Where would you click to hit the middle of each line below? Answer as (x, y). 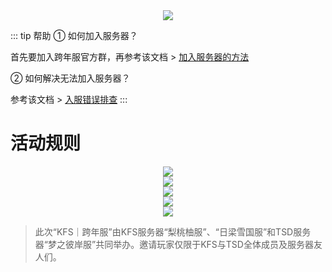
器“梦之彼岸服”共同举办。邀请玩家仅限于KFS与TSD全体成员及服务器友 (178, 244)
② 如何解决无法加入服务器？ (70, 78)
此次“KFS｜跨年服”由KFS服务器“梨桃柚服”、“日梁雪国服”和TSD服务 (173, 231)
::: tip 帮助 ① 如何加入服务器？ (74, 35)
